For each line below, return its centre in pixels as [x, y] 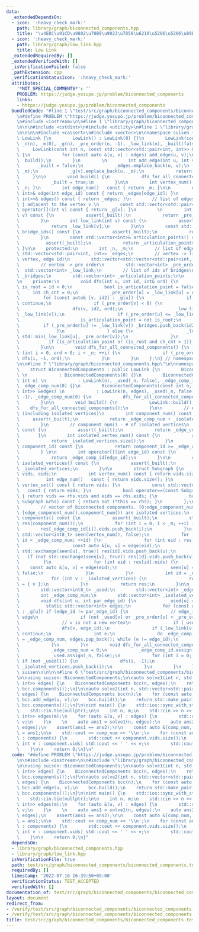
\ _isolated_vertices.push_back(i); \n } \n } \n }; [107, 667]
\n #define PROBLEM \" [43, 116]
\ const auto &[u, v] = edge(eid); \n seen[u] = [106, 568]
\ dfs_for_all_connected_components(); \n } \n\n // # [106, 408]
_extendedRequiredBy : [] [42, 56]
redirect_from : [25, 904]
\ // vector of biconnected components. [76, 507]
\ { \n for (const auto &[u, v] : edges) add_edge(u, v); [103, 155]
